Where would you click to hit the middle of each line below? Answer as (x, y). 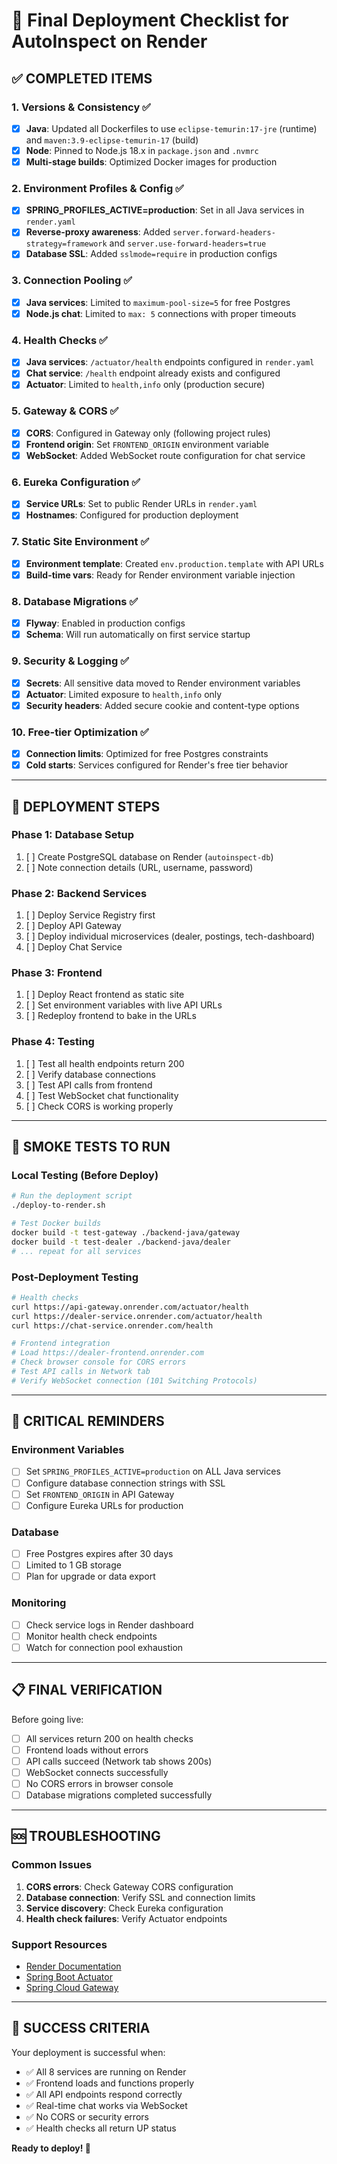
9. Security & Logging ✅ (70, 661)
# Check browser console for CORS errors (99, 1362)
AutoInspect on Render (109, 41)
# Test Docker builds (56, 1224)
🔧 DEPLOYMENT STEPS (86, 806)
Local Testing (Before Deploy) (85, 1175)
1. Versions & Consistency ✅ (81, 107)
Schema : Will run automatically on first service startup (138, 635)
